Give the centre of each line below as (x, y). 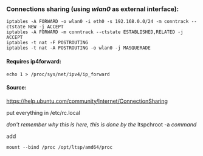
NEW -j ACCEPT (46, 27)
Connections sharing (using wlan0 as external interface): (93, 9)
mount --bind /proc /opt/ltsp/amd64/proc (60, 147)
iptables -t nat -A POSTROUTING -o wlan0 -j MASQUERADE (78, 48)
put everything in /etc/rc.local (43, 112)
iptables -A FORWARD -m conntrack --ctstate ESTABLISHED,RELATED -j (95, 32)
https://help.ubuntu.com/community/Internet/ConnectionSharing (87, 101)
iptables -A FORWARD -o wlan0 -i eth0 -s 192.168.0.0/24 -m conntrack (98, 22)
